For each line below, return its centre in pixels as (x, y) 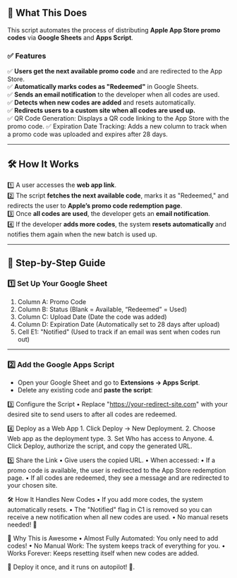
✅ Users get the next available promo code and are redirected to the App (115, 71)
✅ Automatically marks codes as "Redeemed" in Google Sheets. (103, 87)
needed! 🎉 (22, 524)
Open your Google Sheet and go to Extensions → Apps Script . (109, 383)
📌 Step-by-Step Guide (56, 263)
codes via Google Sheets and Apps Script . (71, 37)
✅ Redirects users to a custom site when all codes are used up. (102, 111)
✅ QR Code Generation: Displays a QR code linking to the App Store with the (118, 119)
